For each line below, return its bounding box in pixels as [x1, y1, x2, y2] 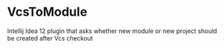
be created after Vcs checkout [7, 34, 93, 42]
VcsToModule [7, 4, 88, 20]
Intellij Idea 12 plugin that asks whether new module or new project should [7, 27, 217, 35]
